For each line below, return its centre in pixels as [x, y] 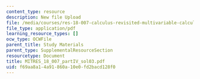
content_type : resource [36, 12]
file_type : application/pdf [41, 28]
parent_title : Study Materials [45, 45]
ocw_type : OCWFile [29, 39]
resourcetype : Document [36, 56]
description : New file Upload [44, 17]
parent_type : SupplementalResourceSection [60, 50]
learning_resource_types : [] [42, 34]
